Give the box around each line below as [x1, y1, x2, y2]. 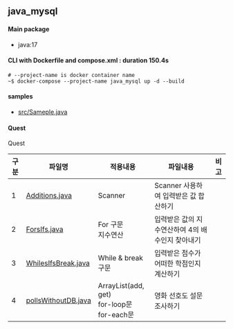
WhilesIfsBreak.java [26, 258, 91, 268]
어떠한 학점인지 [153, 259, 201, 269]
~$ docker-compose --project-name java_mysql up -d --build [8, 78, 185, 85]
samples [8, 92, 33, 101]
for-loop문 [97, 300, 133, 310]
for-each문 [97, 310, 134, 320]
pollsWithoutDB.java [26, 296, 92, 305]
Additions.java [26, 191, 72, 201]
